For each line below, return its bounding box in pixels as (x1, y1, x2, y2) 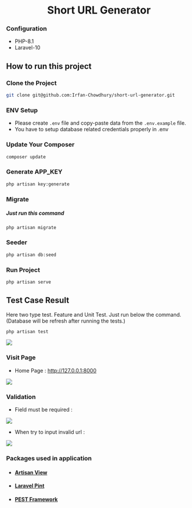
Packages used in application (6, 454, 92, 462)
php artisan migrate (6, 224, 57, 230)
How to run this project (6, 61, 92, 71)
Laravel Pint (14, 482, 45, 489)
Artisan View (14, 469, 48, 476)
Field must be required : (14, 406, 72, 413)
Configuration (6, 25, 47, 33)
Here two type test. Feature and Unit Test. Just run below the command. (6, 311, 181, 318)
